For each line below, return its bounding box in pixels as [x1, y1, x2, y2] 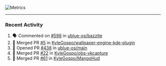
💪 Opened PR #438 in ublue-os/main [12, 45, 87, 51]
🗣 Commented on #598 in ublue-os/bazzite [12, 33, 103, 39]
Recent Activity [5, 21, 43, 28]
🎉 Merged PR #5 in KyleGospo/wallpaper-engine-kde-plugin [12, 40, 135, 46]
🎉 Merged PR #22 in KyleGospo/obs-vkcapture [12, 50, 108, 56]
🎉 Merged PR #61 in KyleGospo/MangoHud [12, 55, 100, 61]
